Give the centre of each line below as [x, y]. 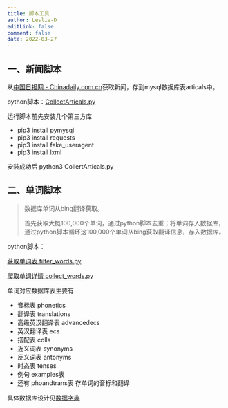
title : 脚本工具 [28, 13]
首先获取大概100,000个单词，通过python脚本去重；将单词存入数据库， [124, 223]
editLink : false [30, 26]
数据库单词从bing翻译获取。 [64, 208]
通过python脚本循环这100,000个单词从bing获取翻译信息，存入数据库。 [124, 232]
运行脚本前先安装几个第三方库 [49, 116]
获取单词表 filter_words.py [44, 261]
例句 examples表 [41, 374]
